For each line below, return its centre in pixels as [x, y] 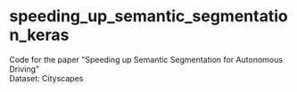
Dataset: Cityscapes [46, 78]
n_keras [39, 35]
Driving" [25, 69]
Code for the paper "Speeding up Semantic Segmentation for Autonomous [146, 59]
